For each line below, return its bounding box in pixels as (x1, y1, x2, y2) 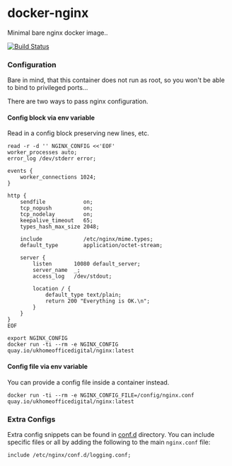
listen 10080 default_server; (33, 261, 141, 268)
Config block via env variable (7, 113, 95, 122)
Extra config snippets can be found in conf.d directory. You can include (7, 430, 215, 438)
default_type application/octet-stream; (20, 242, 163, 249)
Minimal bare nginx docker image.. (7, 28, 108, 37)
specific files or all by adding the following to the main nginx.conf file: (7, 438, 211, 446)
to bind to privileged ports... (7, 84, 88, 92)
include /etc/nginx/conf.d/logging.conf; (7, 451, 132, 458)
